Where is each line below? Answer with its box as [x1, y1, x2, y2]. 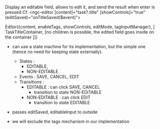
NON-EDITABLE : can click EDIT [26, 94, 91, 100]
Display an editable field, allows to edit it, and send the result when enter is [5, 4, 155, 10]
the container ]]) [5, 34, 38, 40]
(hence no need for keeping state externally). [12, 49, 103, 55]
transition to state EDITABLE [34, 100, 90, 105]
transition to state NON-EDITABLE [34, 90, 102, 95]
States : [19, 58, 35, 64]
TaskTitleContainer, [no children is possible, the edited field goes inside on [5, 29, 155, 35]
